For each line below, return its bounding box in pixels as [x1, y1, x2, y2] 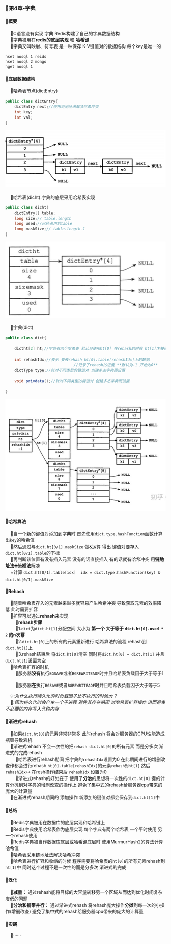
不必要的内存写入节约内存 [5, 706, 59, 712]
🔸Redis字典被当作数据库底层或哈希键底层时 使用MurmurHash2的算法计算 [10, 839, 164, 845]
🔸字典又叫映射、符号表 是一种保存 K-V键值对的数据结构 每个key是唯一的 [10, 43, 161, 50]
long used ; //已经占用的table [14, 221, 72, 226]
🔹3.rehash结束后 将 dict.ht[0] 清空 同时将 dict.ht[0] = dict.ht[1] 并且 [15, 651, 165, 657]
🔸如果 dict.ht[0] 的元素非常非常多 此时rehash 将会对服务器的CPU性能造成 [10, 730, 165, 737]
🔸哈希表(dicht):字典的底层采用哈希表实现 [10, 194, 96, 200]
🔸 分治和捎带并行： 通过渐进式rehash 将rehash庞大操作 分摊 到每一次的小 [10, 902, 160, 908]
